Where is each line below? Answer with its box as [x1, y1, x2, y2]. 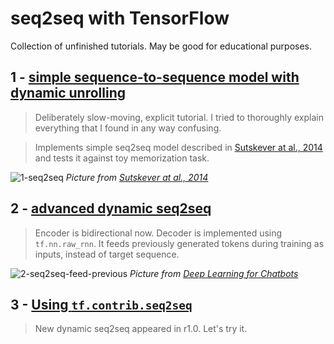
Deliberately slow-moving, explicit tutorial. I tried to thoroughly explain [34, 111, 324, 123]
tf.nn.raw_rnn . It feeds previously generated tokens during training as [34, 237, 325, 249]
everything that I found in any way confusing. [34, 122, 222, 134]
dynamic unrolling [10, 85, 127, 102]
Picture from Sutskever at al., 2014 [65, 171, 209, 183]
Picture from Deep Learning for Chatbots [129, 267, 299, 279]
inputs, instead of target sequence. [34, 248, 180, 260]
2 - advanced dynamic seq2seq [10, 200, 212, 217]
